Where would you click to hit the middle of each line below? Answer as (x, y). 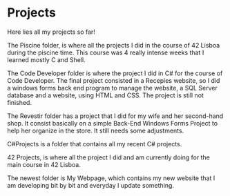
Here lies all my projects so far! (51, 32)
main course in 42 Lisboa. (44, 164)
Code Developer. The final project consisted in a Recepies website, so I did (114, 80)
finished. (20, 102)
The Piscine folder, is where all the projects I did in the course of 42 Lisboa (114, 45)
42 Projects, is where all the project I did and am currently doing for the (109, 157)
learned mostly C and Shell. (46, 59)
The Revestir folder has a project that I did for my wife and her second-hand (115, 116)
